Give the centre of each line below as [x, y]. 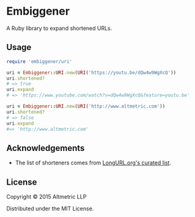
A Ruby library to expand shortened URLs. [59, 28]
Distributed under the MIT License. [50, 208]
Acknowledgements [46, 148]
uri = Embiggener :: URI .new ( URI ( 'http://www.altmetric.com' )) [86, 106]
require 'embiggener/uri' [39, 61]
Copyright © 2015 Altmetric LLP [46, 197]
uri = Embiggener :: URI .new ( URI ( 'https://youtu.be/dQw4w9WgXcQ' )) [91, 72]
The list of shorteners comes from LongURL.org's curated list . [93, 163]
